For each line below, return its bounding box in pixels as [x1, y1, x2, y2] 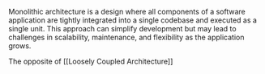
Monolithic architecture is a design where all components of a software [8, 7, 246, 16]
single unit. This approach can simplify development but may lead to [8, 24, 237, 33]
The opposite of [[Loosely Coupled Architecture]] [8, 56, 173, 66]
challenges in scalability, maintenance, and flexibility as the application [8, 32, 245, 42]
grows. [8, 41, 32, 51]
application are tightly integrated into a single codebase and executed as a [8, 15, 258, 25]
